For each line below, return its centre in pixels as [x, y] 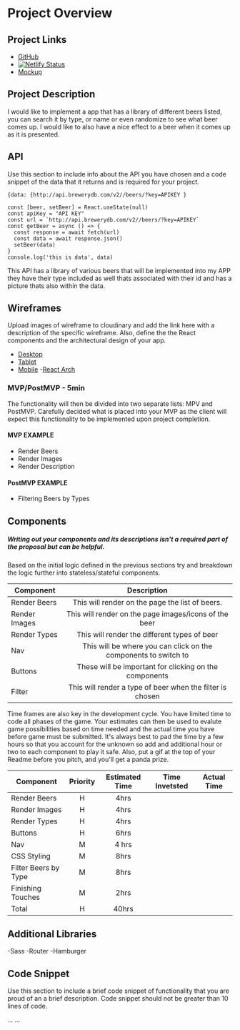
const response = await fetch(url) [67, 232]
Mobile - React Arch [46, 370]
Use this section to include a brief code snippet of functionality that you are [119, 991]
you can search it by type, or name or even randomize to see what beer [112, 119]
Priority [82, 781]
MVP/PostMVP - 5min [46, 388]
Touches [26, 897]
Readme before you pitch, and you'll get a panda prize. [88, 759]
